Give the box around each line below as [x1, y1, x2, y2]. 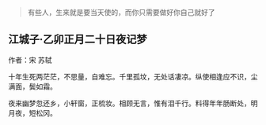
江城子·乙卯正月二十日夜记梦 [8, 33, 148, 46]
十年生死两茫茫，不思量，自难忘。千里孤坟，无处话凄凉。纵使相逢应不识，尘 [8, 72, 258, 81]
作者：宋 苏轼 [8, 55, 52, 64]
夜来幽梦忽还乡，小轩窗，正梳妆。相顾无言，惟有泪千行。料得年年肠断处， [8, 98, 251, 108]
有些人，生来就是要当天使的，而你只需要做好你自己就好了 [27, 8, 215, 17]
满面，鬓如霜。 [8, 82, 57, 91]
